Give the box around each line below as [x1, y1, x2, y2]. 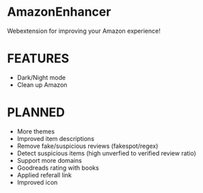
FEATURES [7, 51, 70, 66]
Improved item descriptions [16, 134, 94, 142]
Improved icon [16, 178, 58, 186]
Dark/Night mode [16, 73, 66, 81]
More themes [16, 127, 55, 136]
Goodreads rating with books [16, 164, 99, 172]
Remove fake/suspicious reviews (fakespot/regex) [16, 142, 159, 150]
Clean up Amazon [16, 80, 68, 89]
